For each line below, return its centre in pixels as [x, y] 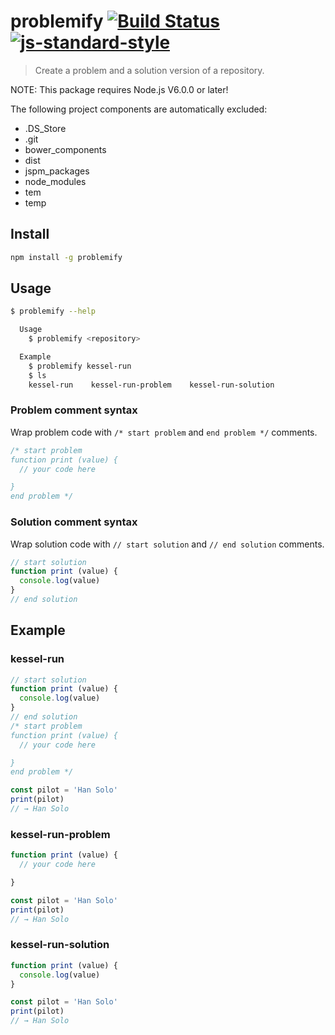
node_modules [55, 181]
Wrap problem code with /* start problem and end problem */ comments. [164, 432]
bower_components [65, 149]
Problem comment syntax [74, 410]
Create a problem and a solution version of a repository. [149, 70]
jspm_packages [57, 171]
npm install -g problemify [66, 257]
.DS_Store [45, 128]
